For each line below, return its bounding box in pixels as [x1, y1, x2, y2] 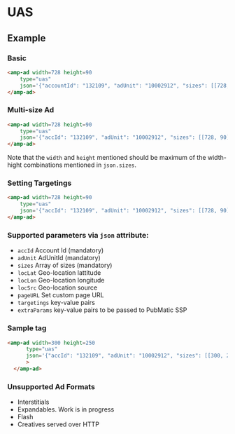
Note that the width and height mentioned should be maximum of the [7, 154, 206, 162]
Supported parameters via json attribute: [7, 230, 149, 240]
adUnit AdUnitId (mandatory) [17, 254, 101, 262]
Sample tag [7, 323, 47, 333]
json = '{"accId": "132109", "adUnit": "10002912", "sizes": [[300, [25, 352, 224, 360]
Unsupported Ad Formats [7, 381, 96, 391]
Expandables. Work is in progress [17, 405, 115, 414]
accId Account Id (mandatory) [17, 246, 104, 255]
